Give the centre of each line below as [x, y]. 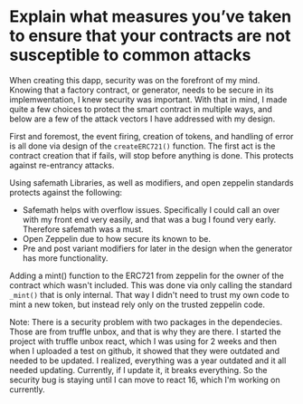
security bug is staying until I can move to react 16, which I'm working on [145, 380]
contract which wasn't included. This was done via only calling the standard [151, 285]
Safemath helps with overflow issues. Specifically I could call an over [151, 209]
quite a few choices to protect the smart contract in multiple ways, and [141, 109]
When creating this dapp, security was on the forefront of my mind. [135, 80]
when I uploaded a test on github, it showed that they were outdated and [145, 351]
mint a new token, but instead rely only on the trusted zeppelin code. [137, 304]
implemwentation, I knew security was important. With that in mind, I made [148, 99]
